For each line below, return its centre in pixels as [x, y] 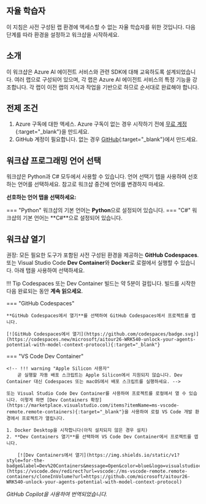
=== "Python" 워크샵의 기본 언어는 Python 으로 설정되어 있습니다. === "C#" [99, 210]
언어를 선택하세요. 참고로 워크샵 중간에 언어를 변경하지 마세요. [91, 184]
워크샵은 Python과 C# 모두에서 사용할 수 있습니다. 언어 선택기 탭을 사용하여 [97, 177]
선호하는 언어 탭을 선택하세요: [41, 197]
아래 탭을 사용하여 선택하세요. [50, 270]
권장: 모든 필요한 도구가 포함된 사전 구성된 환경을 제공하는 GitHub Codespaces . [103, 255]
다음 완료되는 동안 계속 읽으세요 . [45, 291]
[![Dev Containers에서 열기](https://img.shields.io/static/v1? [98, 456]
